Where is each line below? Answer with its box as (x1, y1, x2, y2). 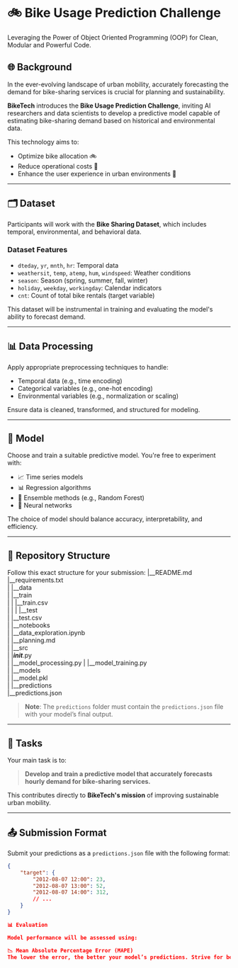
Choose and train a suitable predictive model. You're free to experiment (7, 451, 216, 460)
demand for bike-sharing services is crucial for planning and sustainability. (7, 87, 225, 96)
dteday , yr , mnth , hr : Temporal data (17, 261, 119, 269)
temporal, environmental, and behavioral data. (7, 227, 142, 236)
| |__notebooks (7, 621, 51, 630)
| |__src (7, 644, 28, 652)
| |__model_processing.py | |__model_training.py (7, 659, 147, 667)
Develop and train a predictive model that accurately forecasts (24, 770, 212, 778)
